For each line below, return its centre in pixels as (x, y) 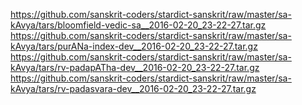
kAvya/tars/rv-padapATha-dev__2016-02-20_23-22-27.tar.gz (135, 67)
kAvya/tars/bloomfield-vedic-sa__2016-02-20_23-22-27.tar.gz (138, 25)
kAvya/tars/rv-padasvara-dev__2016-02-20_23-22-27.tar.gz (133, 88)
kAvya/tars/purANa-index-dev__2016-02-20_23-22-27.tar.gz (134, 46)
